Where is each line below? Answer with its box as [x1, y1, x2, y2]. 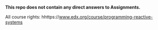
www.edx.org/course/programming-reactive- [59, 14, 153, 19]
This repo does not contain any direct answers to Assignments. [5, 4, 141, 10]
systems [5, 19, 23, 25]
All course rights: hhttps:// [5, 14, 59, 19]
